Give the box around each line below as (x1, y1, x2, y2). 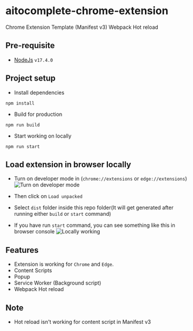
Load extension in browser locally (5, 159, 131, 169)
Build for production (13, 111, 63, 118)
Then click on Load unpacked (13, 193, 83, 200)
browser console (13, 228, 55, 235)
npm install (5, 100, 35, 106)
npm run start (5, 143, 40, 149)
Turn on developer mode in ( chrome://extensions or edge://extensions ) (13, 175, 187, 182)
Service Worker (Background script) (13, 279, 101, 286)
